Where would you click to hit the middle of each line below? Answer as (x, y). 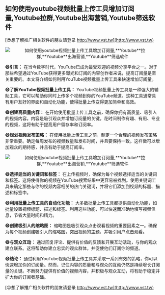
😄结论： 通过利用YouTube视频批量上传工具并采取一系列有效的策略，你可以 (81, 258)
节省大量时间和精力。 (35, 215)
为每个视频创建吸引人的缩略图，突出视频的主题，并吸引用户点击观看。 (76, 231)
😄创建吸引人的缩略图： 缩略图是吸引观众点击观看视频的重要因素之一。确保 (81, 225)
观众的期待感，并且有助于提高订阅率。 (48, 147)
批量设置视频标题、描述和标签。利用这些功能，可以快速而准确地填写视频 (78, 209)
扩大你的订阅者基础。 (27, 277)
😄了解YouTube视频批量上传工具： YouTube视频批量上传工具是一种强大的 (80, 89)
